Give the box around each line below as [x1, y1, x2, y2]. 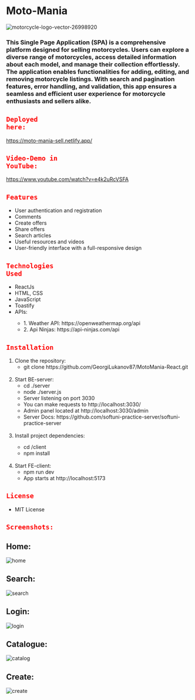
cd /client [23, 443, 46, 450]
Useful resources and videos [14, 238, 85, 245]
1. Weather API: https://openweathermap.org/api [23, 320, 141, 327]
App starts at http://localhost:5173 [23, 474, 106, 481]
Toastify [14, 302, 35, 309]
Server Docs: [23, 413, 56, 420]
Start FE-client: [14, 462, 52, 469]
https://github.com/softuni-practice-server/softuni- [56, 413, 180, 420]
